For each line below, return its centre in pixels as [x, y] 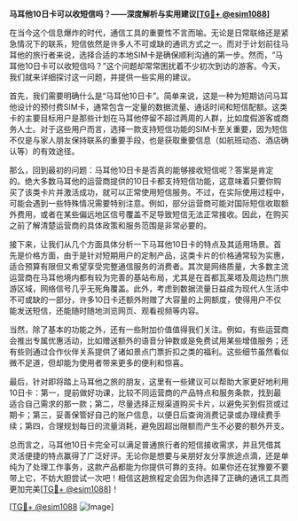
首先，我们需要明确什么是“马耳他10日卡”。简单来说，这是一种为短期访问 [141, 96]
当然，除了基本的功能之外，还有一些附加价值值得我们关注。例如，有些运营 [145, 330]
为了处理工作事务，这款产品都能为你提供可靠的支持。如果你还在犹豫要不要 [153, 467]
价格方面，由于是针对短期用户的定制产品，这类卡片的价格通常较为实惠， [157, 255]
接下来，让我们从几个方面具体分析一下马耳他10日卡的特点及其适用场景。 [141, 244]
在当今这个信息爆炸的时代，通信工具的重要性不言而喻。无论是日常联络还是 [145, 33]
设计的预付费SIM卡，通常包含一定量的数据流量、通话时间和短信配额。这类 [152, 107]
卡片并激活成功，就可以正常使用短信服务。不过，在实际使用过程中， [164, 192]
